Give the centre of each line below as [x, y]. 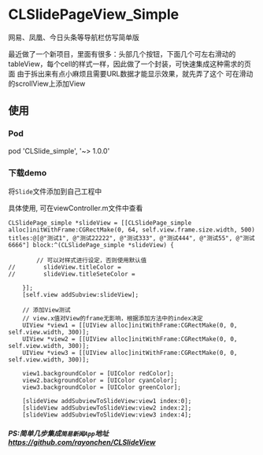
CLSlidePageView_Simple [94, 15]
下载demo [28, 172]
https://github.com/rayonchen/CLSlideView [82, 442]
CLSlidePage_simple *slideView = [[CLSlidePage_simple [100, 223]
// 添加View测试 [46, 310]
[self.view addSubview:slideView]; [81, 294]
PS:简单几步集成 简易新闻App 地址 [58, 433]
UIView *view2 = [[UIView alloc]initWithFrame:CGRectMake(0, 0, [130, 339]
